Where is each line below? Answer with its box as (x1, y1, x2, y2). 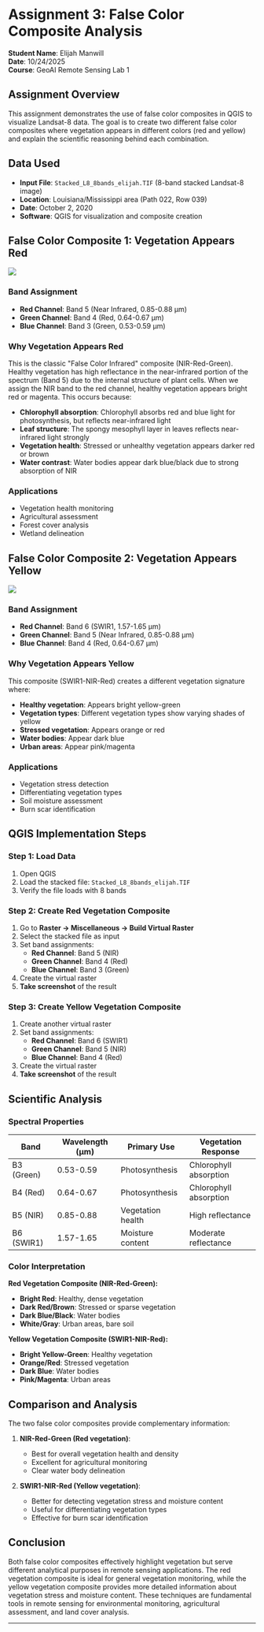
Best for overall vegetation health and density (31, 1449, 179, 1459)
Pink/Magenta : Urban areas (19, 1375, 112, 1385)
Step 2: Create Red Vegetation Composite (8, 905, 170, 916)
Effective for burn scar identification (31, 1513, 148, 1522)
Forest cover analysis (19, 520, 89, 530)
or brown (19, 449, 49, 459)
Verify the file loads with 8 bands (19, 885, 127, 895)
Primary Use (126, 1141, 175, 1152)
